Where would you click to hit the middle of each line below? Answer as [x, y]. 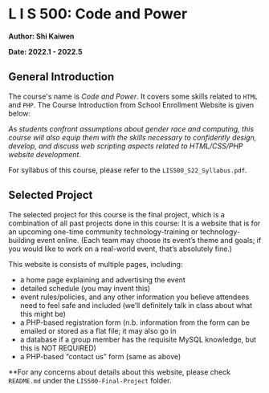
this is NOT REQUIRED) [58, 348]
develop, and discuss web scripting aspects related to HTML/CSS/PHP [126, 146]
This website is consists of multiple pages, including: [96, 264]
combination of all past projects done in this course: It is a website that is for [134, 223]
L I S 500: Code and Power [98, 14]
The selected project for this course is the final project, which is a [116, 214]
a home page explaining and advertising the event [103, 280]
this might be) [43, 314]
